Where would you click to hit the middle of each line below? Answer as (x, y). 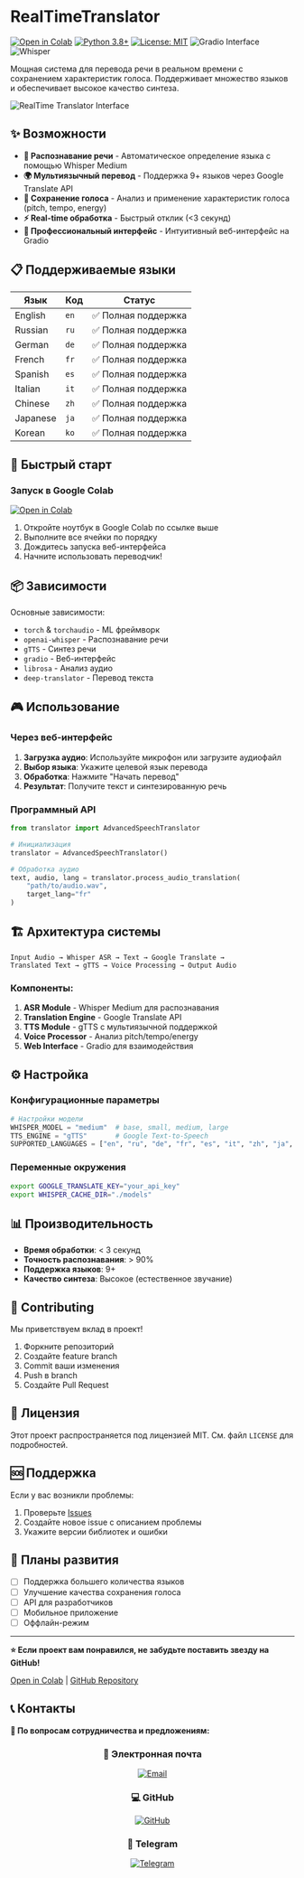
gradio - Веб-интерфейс (69, 659)
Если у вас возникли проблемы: (72, 1495)
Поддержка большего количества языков (104, 1582)
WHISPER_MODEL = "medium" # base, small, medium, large (120, 1127)
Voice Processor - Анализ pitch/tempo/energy (111, 1037)
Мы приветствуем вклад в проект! (77, 1329)
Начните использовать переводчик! (93, 557)
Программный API (53, 809)
